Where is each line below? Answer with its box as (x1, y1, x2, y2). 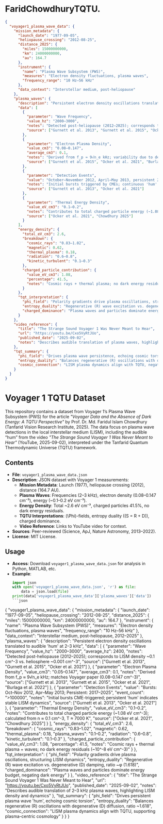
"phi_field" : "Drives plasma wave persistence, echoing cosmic (17, 353, 149, 358)
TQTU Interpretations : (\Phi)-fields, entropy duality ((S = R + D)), (19, 513, 149, 519)
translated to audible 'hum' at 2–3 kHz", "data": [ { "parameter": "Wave (5, 643, 147, 649)
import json (12, 580, 36, 585)
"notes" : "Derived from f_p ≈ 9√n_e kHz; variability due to (26, 155, 153, 160)
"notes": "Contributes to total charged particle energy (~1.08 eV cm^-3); (5, 710, 149, 716)
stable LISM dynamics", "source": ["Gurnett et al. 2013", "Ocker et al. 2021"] (5, 700, 157, 706)
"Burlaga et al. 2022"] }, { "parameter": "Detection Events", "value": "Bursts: (5, 684, 157, 690)
